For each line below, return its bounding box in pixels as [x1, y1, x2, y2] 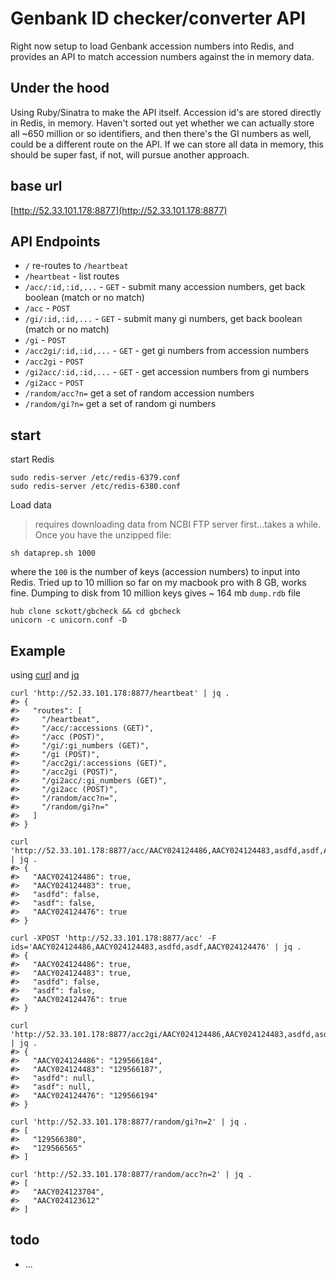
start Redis [10, 453, 55, 466]
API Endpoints [10, 233, 101, 250]
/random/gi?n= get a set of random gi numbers [24, 398, 217, 410]
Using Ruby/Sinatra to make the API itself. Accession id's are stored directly [10, 106, 322, 118]
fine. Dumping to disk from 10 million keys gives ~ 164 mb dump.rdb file [10, 587, 302, 599]
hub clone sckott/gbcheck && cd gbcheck [10, 607, 182, 617]
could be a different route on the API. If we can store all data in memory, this [10, 138, 324, 150]
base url [10, 178, 63, 195]
